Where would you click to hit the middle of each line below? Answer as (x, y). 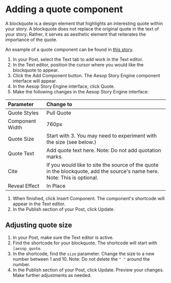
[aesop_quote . (27, 248)
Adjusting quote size (39, 225)
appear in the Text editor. (39, 204)
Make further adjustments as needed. (52, 275)
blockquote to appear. (36, 70)
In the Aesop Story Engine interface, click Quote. (64, 86)
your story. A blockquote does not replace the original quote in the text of (82, 28)
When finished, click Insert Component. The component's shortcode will (89, 198)
